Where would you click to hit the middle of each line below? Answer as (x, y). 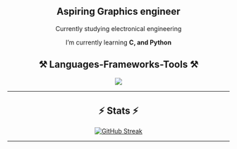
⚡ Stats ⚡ (119, 111)
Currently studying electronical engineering (119, 28)
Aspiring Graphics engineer (119, 12)
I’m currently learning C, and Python (119, 42)
